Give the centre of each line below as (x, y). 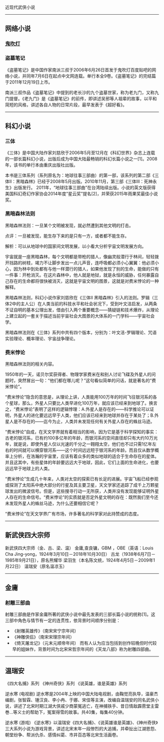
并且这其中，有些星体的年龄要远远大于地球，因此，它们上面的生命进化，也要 (82, 462)
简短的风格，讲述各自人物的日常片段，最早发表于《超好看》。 (66, 105)
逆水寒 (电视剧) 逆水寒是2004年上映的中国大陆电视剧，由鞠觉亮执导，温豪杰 (82, 694)
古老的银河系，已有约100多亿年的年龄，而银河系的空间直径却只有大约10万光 (81, 438)
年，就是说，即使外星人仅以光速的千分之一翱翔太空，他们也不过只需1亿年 (79, 444)
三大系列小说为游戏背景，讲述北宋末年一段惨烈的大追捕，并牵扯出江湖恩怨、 (82, 729)
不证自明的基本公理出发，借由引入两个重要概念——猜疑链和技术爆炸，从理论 (82, 310)
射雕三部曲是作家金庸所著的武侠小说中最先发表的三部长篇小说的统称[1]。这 (80, 614)
